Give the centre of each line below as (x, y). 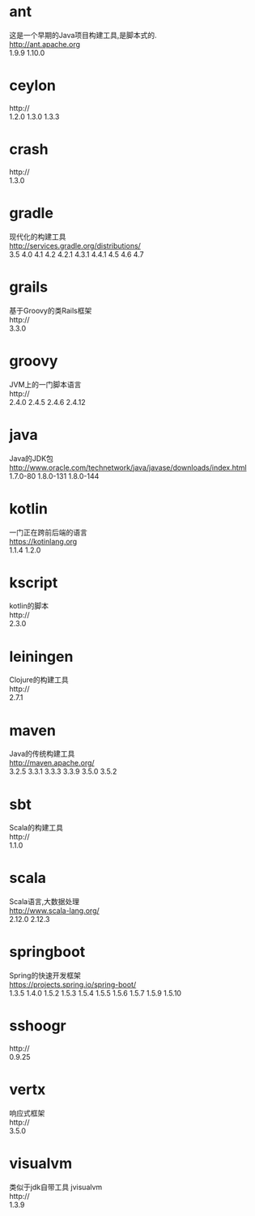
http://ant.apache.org (45, 44)
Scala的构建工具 (36, 828)
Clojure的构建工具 (39, 680)
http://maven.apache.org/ (52, 763)
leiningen (41, 657)
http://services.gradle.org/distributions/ (75, 245)
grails (28, 287)
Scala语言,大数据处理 (45, 902)
